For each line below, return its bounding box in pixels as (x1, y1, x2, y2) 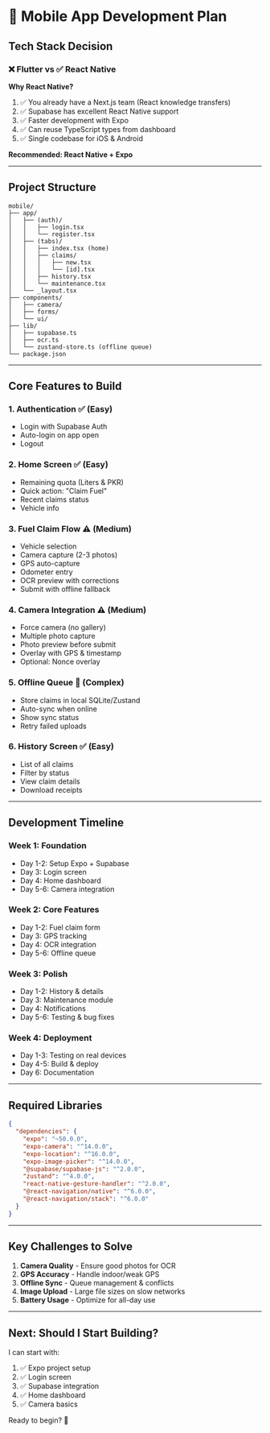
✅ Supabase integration (19, 1381, 100, 1391)
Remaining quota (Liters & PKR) (19, 477, 125, 487)
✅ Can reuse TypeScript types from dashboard (19, 124, 176, 134)
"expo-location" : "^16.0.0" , (22, 1149, 121, 1158)
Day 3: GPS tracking (19, 930, 87, 941)
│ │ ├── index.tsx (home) (8, 244, 110, 252)
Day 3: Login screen (19, 867, 87, 876)
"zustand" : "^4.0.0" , (22, 1172, 95, 1181)
